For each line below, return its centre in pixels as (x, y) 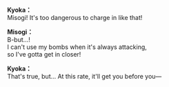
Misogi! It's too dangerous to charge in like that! (75, 18)
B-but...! (19, 40)
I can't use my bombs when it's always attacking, (77, 47)
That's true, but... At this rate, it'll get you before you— (84, 77)
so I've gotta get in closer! (44, 55)
